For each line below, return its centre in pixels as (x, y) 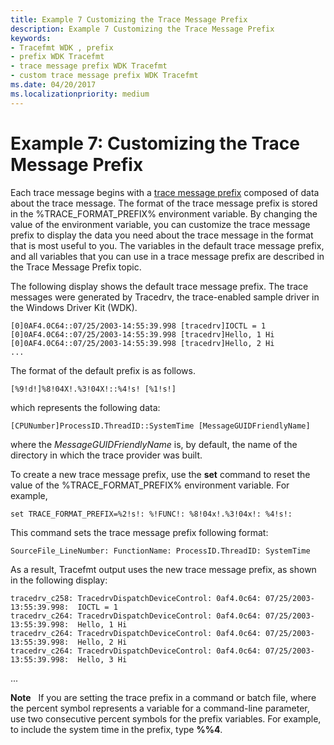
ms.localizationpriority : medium (80, 94)
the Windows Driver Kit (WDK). (74, 307)
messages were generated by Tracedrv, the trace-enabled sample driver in (165, 297)
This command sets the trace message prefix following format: (139, 532)
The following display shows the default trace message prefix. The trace (159, 286)
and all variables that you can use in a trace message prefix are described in (167, 256)
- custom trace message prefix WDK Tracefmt (104, 76)
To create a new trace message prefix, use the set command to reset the (160, 474)
